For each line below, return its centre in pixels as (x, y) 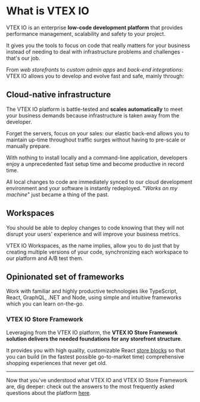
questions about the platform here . (49, 392)
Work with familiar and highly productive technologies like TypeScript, (92, 291)
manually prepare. (28, 146)
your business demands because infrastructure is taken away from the (93, 115)
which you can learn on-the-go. (45, 304)
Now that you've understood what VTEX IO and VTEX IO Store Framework (97, 380)
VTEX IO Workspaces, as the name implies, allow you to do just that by (93, 245)
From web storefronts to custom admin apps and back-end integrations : (95, 69)
